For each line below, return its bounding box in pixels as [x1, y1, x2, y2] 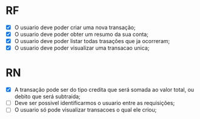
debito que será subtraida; [14, 93, 81, 100]
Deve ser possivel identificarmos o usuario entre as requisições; [14, 100, 175, 107]
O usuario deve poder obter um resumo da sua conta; [14, 31, 149, 38]
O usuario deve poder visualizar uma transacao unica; [14, 44, 150, 52]
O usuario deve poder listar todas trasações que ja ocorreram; [14, 38, 170, 45]
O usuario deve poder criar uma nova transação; [14, 24, 136, 31]
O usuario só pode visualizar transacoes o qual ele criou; [14, 106, 157, 114]
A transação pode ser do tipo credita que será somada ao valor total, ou [14, 86, 195, 93]
